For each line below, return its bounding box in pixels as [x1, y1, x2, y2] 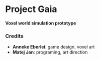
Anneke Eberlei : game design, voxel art [12, 44, 95, 50]
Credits [5, 32, 24, 39]
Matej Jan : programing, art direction [12, 49, 88, 55]
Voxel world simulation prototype [5, 20, 76, 26]
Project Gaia [5, 3, 57, 15]
